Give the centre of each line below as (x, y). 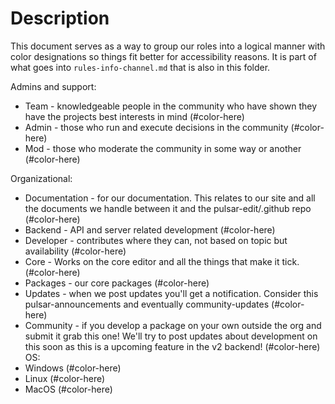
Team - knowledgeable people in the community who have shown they (171, 106)
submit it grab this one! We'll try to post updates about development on (171, 336)
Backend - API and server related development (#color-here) (150, 229)
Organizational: (41, 178)
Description (60, 18)
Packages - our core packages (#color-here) (117, 283)
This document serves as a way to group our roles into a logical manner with (168, 46)
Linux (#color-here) (65, 378)
